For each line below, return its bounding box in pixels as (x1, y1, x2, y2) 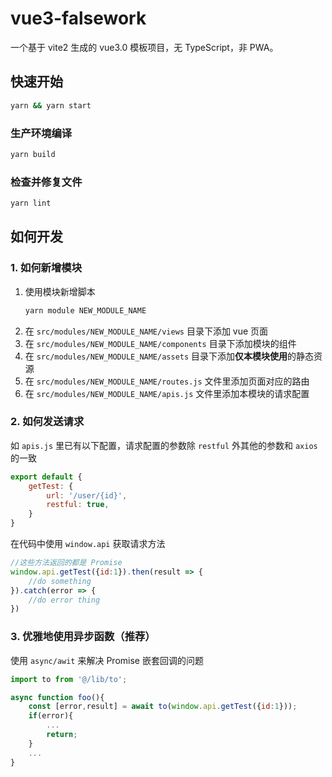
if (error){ (28, 711, 74, 721)
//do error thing (28, 595, 101, 605)
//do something (28, 576, 92, 586)
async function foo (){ (10, 692, 105, 702)
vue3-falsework (10, 7, 147, 30)
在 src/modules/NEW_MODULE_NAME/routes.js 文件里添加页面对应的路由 (24, 375, 310, 387)
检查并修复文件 (10, 175, 83, 189)
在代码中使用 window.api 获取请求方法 (10, 538, 166, 550)
